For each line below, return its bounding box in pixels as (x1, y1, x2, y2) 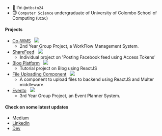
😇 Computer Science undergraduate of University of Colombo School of (12, 10, 157, 16)
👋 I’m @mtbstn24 (12, 5, 44, 10)
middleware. (19, 82, 45, 88)
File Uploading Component (12, 71, 67, 77)
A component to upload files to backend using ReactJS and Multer (19, 76, 154, 82)
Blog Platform (12, 60, 40, 66)
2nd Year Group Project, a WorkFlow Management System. (19, 43, 139, 49)
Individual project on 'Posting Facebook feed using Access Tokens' (19, 54, 156, 60)
